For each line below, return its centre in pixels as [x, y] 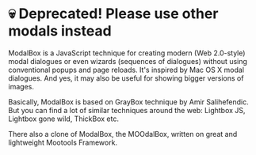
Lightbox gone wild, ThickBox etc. [63, 119]
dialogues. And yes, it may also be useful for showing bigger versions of [126, 78]
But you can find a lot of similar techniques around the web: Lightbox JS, [127, 110]
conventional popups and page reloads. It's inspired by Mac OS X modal [126, 70]
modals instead [60, 31]
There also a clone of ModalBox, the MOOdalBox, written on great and [123, 134]
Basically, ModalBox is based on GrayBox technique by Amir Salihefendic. [129, 102]
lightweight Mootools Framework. [63, 142]
